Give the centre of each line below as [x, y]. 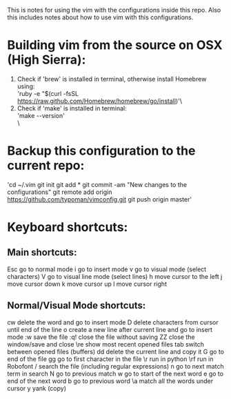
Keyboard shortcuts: [68, 227]
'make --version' [41, 115]
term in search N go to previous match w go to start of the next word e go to [115, 373]
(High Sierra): [47, 60]
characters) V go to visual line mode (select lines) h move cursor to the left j [115, 276]
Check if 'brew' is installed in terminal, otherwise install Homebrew [112, 79]
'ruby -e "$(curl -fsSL [48, 93]
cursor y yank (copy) [37, 388]
